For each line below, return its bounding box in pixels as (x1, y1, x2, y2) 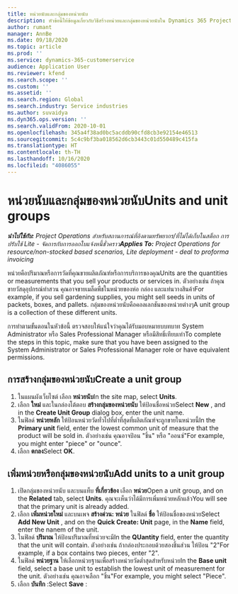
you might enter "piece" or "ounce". (17, 439, 123, 447)
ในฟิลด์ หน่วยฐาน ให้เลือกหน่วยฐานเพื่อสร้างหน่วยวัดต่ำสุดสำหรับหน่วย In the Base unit (17, 556, 227, 565)
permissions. (7, 352, 45, 362)
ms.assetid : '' (7, 89, 52, 96)
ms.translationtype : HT (7, 142, 78, 150)
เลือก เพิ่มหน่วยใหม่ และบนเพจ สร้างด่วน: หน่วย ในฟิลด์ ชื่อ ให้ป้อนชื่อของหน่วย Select (17, 510, 220, 518)
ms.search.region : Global (7, 96, 84, 103)
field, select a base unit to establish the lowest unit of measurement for (17, 564, 225, 573)
